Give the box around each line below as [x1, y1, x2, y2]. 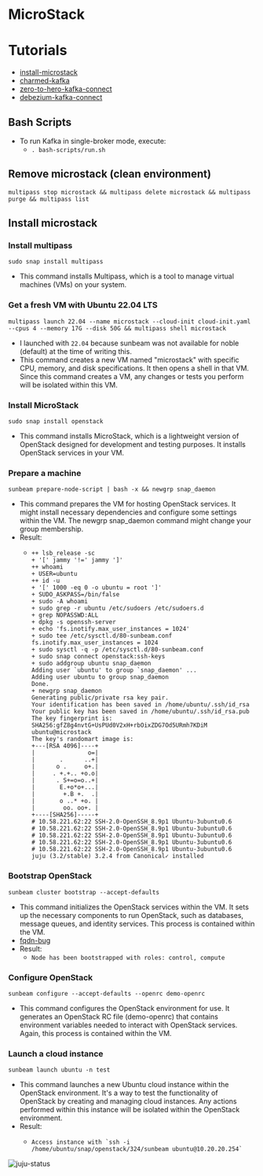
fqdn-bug [19, 935, 51, 945]
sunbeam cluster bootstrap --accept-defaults [8, 888, 159, 896]
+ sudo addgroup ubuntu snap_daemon [31, 659, 152, 668]
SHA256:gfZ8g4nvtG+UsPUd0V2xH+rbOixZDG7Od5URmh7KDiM [31, 721, 208, 729]
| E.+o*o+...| [31, 783, 99, 791]
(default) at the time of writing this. [19, 346, 132, 356]
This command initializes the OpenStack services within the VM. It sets [19, 902, 250, 912]
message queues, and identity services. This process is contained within [19, 919, 255, 928]
